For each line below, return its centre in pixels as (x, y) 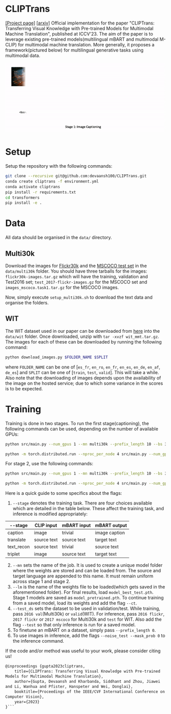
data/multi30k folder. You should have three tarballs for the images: (76, 271)
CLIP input (46, 525)
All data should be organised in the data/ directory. (59, 237)
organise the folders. (27, 303)
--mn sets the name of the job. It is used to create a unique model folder (88, 565)
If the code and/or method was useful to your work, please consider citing (83, 651)
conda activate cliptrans (33, 187)
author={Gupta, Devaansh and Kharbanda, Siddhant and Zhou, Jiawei (87, 682)
